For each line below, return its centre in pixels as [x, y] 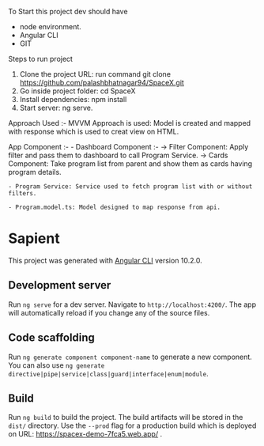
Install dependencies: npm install [73, 99]
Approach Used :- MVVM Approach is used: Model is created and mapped [130, 123]
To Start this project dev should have [68, 11]
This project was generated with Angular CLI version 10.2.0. [106, 260]
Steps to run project [41, 59]
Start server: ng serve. [56, 108]
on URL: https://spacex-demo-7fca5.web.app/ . [85, 434]
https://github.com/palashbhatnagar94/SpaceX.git [102, 83]
